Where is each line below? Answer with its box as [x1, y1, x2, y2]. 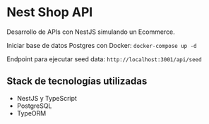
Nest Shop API [6, 4, 93, 20]
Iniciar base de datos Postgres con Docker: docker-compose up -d [6, 41, 197, 49]
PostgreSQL [16, 101, 52, 110]
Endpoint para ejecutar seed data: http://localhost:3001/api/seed [6, 54, 202, 63]
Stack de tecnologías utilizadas [6, 75, 148, 87]
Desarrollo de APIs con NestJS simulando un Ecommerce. [6, 27, 176, 36]
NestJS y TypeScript [16, 94, 77, 102]
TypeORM [16, 108, 47, 117]
